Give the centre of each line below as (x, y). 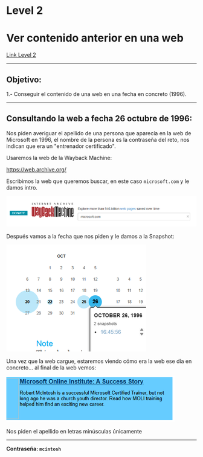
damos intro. (22, 187)
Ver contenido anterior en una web (95, 38)
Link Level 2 (21, 55)
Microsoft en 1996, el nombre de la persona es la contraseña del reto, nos (98, 139)
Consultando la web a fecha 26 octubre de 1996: (99, 119)
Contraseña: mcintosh (34, 449)
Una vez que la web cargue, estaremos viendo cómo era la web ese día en (99, 361)
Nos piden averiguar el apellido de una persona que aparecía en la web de (99, 133)
